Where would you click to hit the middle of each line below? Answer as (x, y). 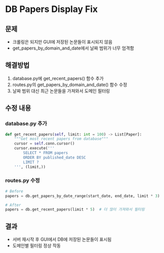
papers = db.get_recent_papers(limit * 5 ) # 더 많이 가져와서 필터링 (75, 209)
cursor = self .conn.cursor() (44, 143)
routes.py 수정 (22, 180)
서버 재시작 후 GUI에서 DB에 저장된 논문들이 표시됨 (62, 239)
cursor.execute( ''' (34, 148)
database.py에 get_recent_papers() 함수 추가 (58, 78)
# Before (14, 191)
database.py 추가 (26, 123)
